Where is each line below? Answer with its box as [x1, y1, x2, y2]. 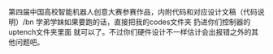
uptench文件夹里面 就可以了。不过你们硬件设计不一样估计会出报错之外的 [8, 27, 252, 36]
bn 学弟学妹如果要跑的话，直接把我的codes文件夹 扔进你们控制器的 [25, 17, 251, 27]
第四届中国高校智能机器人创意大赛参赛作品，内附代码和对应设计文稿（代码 [8, 7, 258, 16]
